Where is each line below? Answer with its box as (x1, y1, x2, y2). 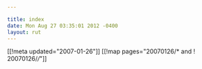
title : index (7, 16, 45, 23)
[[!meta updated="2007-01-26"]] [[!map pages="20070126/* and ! (7, 47, 196, 55)
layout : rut (7, 29, 41, 36)
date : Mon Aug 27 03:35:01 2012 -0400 (7, 22, 118, 29)
